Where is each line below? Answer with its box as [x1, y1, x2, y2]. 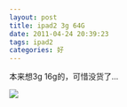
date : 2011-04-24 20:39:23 [9, 29, 109, 38]
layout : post [9, 12, 58, 22]
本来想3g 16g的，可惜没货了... [9, 72, 119, 82]
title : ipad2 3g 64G [9, 21, 86, 30]
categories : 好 [9, 46, 64, 55]
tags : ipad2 [9, 37, 53, 47]
